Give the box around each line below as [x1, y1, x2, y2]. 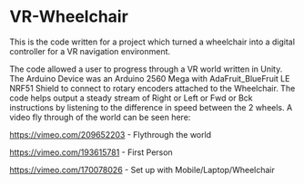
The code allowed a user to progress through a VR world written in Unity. [9, 63, 283, 74]
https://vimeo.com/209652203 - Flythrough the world [9, 129, 212, 140]
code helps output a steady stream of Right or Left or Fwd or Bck [9, 92, 253, 103]
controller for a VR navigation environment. [9, 45, 171, 56]
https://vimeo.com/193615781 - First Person [9, 147, 173, 158]
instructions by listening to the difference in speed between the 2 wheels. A [9, 102, 293, 112]
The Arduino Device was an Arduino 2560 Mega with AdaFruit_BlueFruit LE [9, 73, 290, 83]
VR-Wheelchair [9, 6, 129, 27]
